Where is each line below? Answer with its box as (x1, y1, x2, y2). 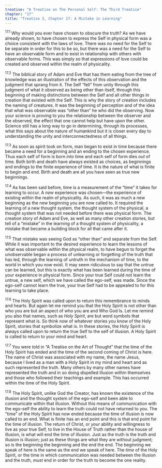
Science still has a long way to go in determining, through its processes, (5, 123, 148, 129)
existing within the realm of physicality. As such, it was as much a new (5, 195, 145, 200)
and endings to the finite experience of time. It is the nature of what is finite (5, 164, 155, 170)
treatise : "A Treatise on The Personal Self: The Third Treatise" (5, 7, 142, 12)
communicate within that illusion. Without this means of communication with (5, 401, 157, 406)
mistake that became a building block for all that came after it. (5, 226, 128, 231)
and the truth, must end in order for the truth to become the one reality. (5, 457, 147, 463)
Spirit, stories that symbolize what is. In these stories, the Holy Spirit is (5, 323, 145, 329)
